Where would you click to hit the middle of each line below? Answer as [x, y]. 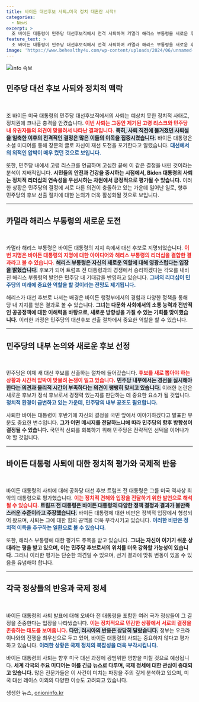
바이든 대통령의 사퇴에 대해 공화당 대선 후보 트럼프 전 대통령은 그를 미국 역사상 [96, 490]
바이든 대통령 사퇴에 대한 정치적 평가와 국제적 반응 [91, 464]
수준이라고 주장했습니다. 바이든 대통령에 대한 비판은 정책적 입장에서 [99, 513]
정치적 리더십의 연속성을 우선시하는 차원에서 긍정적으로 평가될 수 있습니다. [97, 180]
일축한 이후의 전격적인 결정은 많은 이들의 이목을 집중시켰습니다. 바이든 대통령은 [102, 138]
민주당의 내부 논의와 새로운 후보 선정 [68, 346]
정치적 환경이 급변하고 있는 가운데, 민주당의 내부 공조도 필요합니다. [82, 403]
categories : [21, 17]
